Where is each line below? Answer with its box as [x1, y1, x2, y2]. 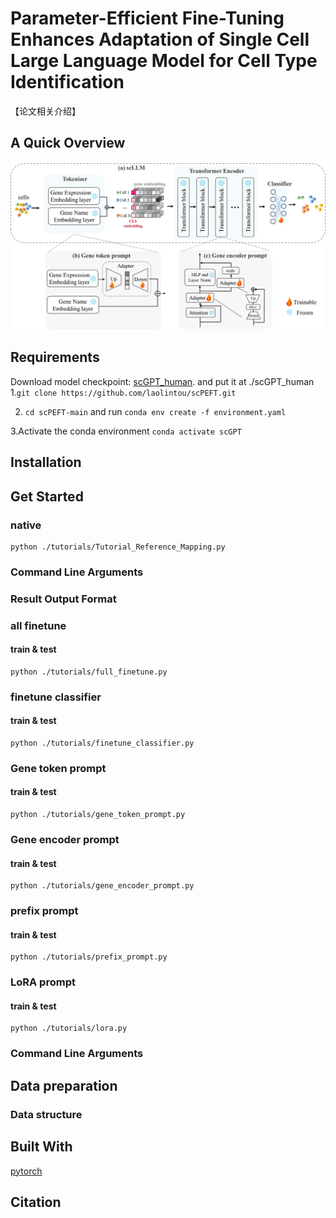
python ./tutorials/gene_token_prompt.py [10, 810, 186, 820]
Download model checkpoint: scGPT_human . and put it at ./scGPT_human [10, 375, 315, 387]
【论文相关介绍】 [10, 105, 81, 117]
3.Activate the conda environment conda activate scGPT [10, 425, 242, 437]
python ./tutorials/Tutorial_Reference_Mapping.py [10, 542, 226, 552]
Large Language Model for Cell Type [10, 50, 318, 72]
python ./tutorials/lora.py [10, 1023, 128, 1034]
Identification [10, 71, 125, 94]
